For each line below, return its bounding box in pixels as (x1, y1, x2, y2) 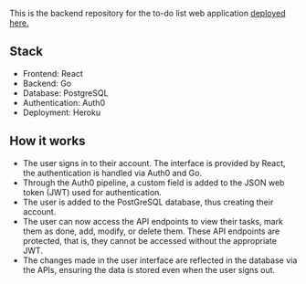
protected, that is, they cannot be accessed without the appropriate (22, 235, 277, 246)
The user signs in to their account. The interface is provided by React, (22, 157, 286, 168)
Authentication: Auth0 (22, 97, 106, 108)
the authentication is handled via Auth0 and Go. (22, 167, 203, 178)
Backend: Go (22, 78, 72, 89)
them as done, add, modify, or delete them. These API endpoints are (22, 226, 280, 237)
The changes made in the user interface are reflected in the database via (22, 255, 298, 266)
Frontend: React (22, 68, 84, 79)
